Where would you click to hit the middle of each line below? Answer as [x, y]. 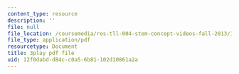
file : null [23, 27]
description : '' [31, 20]
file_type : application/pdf [49, 40]
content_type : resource [43, 14]
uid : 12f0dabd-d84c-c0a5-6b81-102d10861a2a [73, 60]
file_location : [30, 33]
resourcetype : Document [43, 47]
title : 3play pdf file [41, 54]
